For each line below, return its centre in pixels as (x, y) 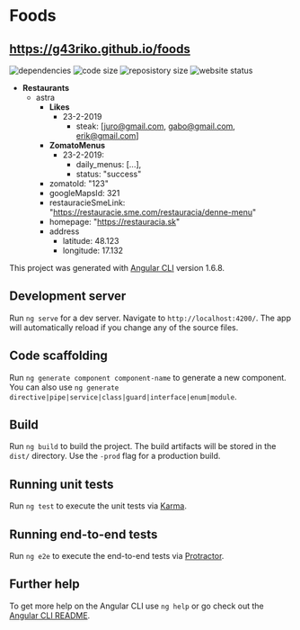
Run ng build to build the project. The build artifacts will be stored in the (143, 446)
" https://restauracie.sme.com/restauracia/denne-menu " (153, 212)
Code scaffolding (58, 356)
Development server (68, 297)
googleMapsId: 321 (84, 193)
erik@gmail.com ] (107, 135)
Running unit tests (62, 484)
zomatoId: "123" (79, 184)
